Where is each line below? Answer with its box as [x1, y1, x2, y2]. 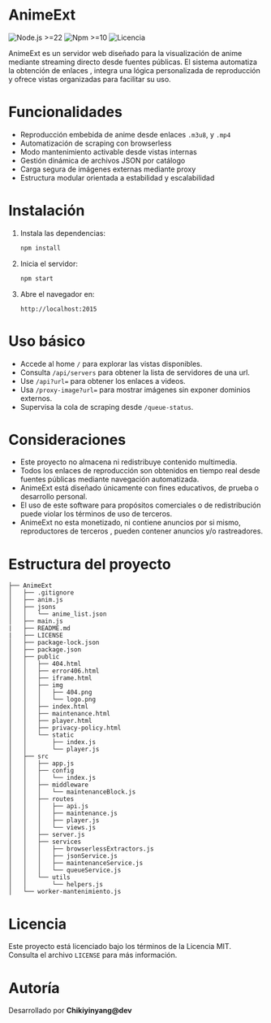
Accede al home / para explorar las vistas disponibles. [19, 359, 203, 368]
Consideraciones [8, 430, 127, 449]
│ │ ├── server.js [8, 831, 85, 839]
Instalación [8, 202, 85, 220]
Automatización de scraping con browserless [19, 138, 172, 148]
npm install [19, 244, 61, 252]
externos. [19, 393, 53, 403]
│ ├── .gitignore [8, 589, 75, 597]
